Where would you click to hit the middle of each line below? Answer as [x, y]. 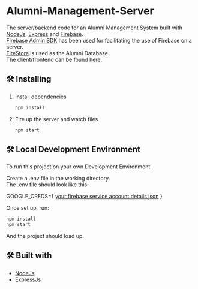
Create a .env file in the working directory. [58, 179]
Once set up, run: [28, 208]
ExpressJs [28, 279]
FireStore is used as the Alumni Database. [58, 53]
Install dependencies [41, 97]
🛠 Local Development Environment [73, 149]
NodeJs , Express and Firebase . [45, 34]
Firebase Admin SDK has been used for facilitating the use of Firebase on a [99, 40]
